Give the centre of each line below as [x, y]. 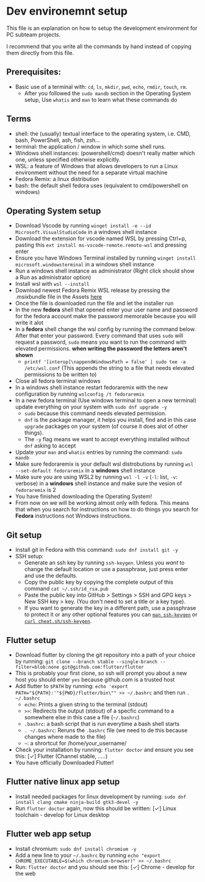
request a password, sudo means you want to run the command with [101, 342]
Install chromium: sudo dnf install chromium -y [76, 848]
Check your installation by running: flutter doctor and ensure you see [104, 750]
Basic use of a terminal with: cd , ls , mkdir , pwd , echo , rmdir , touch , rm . [101, 87]
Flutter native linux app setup [63, 782]
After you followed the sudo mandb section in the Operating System [107, 93]
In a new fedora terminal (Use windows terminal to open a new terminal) [106, 400]
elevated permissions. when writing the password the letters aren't [101, 349]
